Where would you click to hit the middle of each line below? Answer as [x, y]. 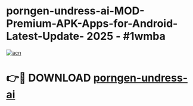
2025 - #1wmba [126, 36]
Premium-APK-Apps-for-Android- [92, 24]
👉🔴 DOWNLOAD [49, 78]
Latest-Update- [45, 36]
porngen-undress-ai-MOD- [75, 11]
